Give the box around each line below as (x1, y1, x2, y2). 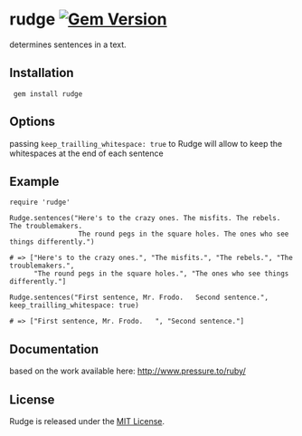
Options (9, 114, 56, 130)
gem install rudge (13, 89, 83, 99)
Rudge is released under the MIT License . (9, 416, 165, 426)
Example (9, 173, 60, 189)
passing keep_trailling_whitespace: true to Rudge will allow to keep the (9, 138, 283, 149)
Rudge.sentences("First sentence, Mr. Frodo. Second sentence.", (9, 293, 269, 303)
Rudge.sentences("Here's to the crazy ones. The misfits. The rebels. (9, 214, 281, 223)
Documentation (9, 341, 99, 357)
